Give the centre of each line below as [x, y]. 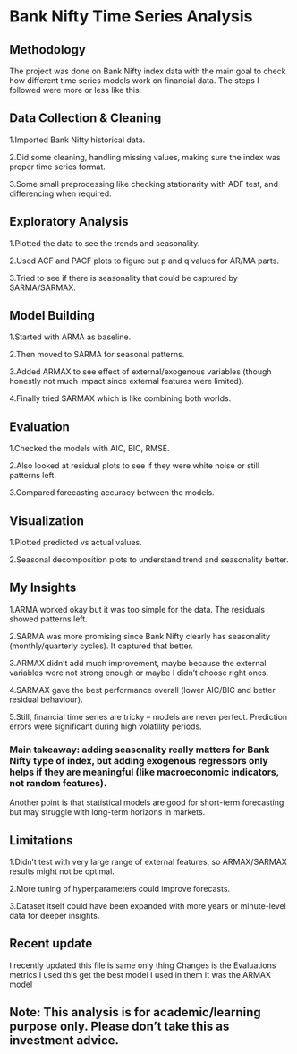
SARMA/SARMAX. [42, 287]
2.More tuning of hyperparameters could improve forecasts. [120, 888]
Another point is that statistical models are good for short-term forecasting [147, 802]
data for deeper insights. [55, 915]
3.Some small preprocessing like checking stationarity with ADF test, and [144, 184]
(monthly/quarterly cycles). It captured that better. [102, 646]
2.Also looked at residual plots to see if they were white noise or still [135, 466]
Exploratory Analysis [69, 222]
